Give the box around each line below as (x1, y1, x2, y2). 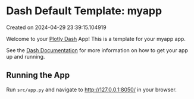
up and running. (6, 53, 45, 60)
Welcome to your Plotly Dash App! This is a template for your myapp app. (6, 35, 186, 42)
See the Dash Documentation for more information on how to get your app (6, 46, 189, 54)
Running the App (6, 70, 70, 81)
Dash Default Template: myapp (6, 4, 162, 18)
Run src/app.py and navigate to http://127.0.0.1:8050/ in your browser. (6, 86, 177, 93)
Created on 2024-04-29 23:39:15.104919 (6, 24, 107, 31)
